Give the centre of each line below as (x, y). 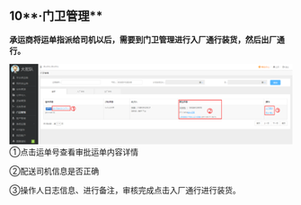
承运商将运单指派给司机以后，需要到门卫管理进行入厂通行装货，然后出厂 (143, 40)
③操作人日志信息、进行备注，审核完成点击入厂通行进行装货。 (125, 191)
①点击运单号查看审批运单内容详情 (74, 152)
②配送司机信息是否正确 (54, 171)
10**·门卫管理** (56, 16)
